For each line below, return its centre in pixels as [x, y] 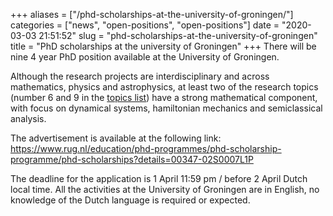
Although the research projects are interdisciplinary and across [140, 76]
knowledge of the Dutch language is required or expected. [130, 200]
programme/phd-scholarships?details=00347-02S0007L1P [132, 159]
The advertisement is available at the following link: [116, 138]
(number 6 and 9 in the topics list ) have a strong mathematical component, [164, 97]
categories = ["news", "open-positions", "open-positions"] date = [145, 25]
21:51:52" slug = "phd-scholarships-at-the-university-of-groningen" [178, 35]
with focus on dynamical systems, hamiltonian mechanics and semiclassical [166, 108]
